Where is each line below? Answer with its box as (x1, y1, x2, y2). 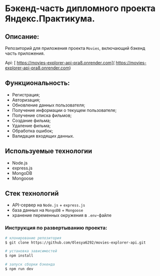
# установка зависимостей (5, 249, 57, 254)
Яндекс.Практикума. (5, 13, 95, 24)
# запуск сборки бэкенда (5, 262, 55, 267)
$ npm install (5, 253, 34, 258)
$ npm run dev (5, 267, 34, 272)
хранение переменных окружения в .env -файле (12, 213, 112, 218)
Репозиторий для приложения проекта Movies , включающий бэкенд (5, 46, 145, 51)
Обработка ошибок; (12, 128, 53, 134)
